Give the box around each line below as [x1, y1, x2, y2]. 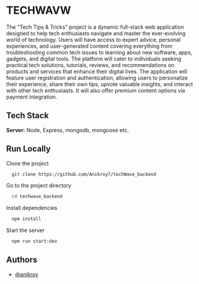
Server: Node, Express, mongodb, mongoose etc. [6, 126, 129, 133]
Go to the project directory [6, 182, 72, 189]
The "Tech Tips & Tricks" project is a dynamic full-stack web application [6, 23, 184, 30]
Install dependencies [6, 204, 58, 212]
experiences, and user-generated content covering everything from [6, 42, 173, 50]
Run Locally [6, 144, 51, 154]
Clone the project [6, 160, 49, 167]
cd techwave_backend [11, 194, 63, 200]
